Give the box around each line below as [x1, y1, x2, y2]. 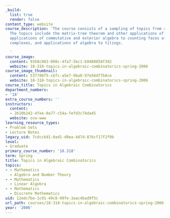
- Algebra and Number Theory [10, 172, 71, 177]
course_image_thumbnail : [5, 68, 58, 74]
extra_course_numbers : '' [5, 97, 60, 102]
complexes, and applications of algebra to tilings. [10, 41, 123, 46]
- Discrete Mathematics [10, 191, 60, 196]
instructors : [5, 101, 33, 106]
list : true [10, 12, 33, 17]
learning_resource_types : [5, 120, 60, 125]
